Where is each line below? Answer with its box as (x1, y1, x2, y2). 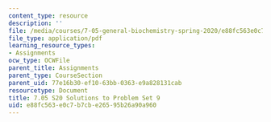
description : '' (8, 19, 63, 27)
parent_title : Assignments (8, 64, 99, 72)
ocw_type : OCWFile (8, 57, 70, 65)
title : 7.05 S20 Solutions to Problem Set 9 (8, 94, 161, 102)
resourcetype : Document (8, 86, 89, 95)
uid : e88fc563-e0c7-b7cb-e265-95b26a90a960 (8, 101, 157, 109)
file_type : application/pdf (8, 34, 103, 43)
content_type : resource (8, 11, 89, 20)
